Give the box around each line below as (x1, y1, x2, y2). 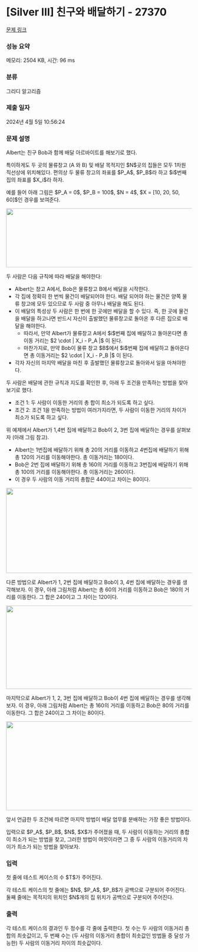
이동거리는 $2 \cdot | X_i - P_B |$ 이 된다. (36, 352, 134, 359)
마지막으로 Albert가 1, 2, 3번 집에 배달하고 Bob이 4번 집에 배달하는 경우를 (6, 695, 176, 702)
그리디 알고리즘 (6, 87, 41, 94)
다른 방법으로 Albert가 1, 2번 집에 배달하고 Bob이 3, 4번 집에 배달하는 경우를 (6, 579, 181, 586)
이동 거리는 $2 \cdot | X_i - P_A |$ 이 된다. (23, 337, 123, 344)
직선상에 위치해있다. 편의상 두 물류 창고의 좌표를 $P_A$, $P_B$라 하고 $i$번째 (6, 169, 187, 176)
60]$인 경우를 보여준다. (6, 196, 61, 204)
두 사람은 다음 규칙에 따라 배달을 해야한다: (6, 273, 102, 280)
